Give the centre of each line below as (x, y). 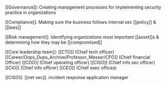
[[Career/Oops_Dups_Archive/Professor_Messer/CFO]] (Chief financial (78, 57)
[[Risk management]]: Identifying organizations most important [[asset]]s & (82, 37)
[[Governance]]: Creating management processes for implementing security (83, 7)
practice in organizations (31, 12)
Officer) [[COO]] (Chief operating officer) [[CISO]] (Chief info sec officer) (80, 62)
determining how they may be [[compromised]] (54, 42)
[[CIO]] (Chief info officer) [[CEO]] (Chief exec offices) (61, 68)
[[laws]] (13, 27)
